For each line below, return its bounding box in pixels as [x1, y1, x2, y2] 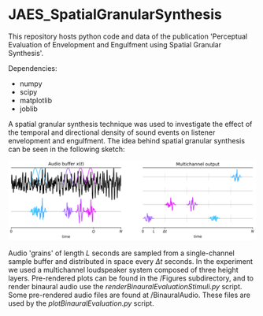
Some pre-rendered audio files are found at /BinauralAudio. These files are [8, 290, 250, 300]
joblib [19, 104, 38, 113]
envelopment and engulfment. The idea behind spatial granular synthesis [8, 136, 246, 145]
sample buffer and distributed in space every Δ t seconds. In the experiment [8, 257, 254, 266]
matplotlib [19, 95, 53, 105]
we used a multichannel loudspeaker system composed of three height [8, 266, 239, 275]
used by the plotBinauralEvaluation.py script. [8, 299, 155, 308]
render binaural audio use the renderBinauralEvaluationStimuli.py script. [8, 282, 243, 292]
